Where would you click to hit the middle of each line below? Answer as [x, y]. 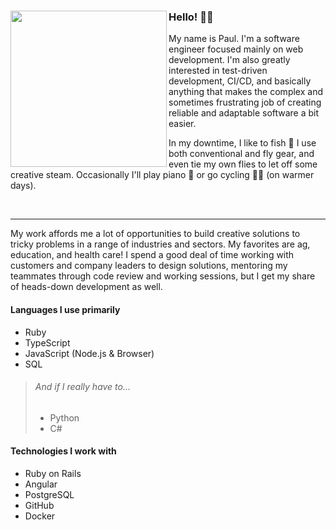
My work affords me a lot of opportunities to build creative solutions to [155, 234]
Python [64, 417]
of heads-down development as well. [86, 287]
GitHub [39, 505]
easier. [182, 124]
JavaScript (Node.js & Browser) [89, 353]
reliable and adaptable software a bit [244, 113]
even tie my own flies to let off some [243, 164]
